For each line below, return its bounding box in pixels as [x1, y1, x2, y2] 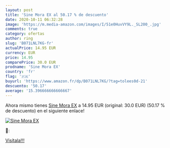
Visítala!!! [5, 137, 25, 143]
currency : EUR [5, 50, 36, 55]
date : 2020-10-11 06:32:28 [5, 17, 63, 22]
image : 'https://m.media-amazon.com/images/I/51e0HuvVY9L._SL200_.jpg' [5, 21, 161, 27]
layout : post [5, 7, 33, 13]
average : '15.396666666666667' [5, 88, 72, 93]
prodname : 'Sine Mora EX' [5, 64, 60, 69]
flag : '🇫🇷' [5, 74, 31, 79]
